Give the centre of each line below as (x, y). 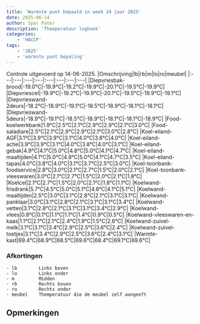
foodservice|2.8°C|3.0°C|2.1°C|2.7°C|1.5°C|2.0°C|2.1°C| (75, 170)
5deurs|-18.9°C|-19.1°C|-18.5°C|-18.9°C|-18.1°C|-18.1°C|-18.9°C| (85, 119)
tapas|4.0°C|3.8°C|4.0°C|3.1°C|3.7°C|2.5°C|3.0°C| (68, 163)
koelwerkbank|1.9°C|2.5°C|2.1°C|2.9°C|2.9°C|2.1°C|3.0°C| (78, 125)
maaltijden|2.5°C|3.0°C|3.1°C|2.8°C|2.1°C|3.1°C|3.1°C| (72, 195)
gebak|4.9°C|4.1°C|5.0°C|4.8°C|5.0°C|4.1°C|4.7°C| (69, 151)
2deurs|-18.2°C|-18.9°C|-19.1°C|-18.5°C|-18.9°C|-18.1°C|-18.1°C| (85, 105)
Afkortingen (24, 255)
